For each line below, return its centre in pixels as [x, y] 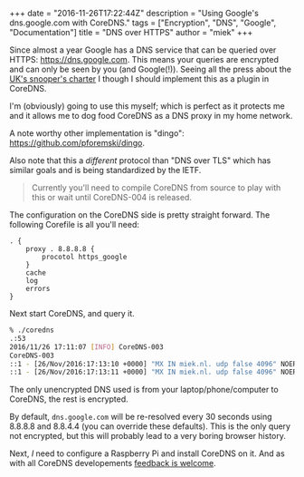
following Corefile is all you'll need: [75, 224]
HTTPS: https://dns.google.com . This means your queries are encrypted [144, 59]
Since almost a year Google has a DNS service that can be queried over [143, 50]
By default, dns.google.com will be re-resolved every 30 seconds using [141, 417]
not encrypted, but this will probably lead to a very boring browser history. [148, 436]
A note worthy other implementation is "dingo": [97, 133]
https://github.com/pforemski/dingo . [77, 143]
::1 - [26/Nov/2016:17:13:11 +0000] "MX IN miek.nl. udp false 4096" [143, 372]
